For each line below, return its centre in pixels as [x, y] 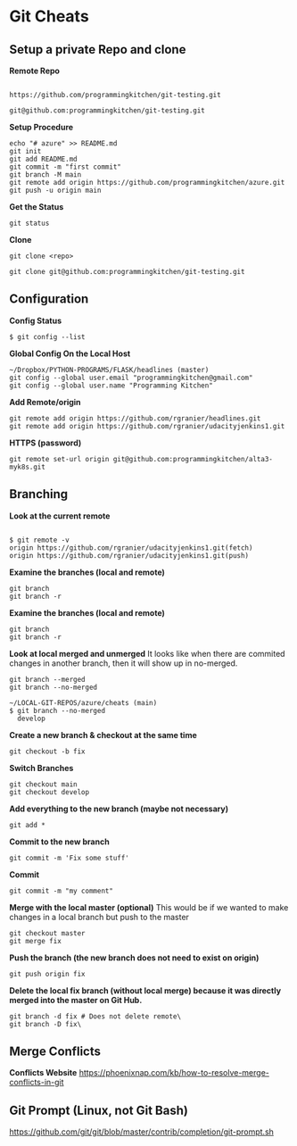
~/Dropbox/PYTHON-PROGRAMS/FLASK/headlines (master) [109, 370]
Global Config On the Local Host [70, 353]
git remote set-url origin [59, 459]
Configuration [49, 299]
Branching [39, 494]
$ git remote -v [39, 540]
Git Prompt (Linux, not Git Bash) [99, 1110]
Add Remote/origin [45, 402]
